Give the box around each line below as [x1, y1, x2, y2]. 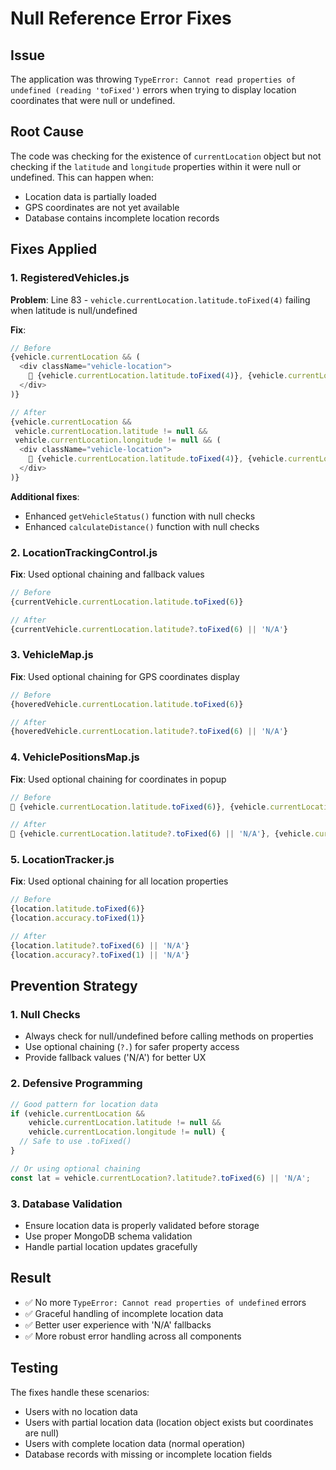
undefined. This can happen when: [10, 171, 154, 183]
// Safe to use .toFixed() [19, 1137, 132, 1147]
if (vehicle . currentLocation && [10, 1108, 145, 1119]
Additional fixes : [10, 490, 80, 502]
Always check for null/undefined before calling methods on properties [24, 1030, 314, 1042]
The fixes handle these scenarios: [10, 1386, 150, 1398]
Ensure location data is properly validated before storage [24, 1219, 260, 1231]
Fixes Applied [10, 241, 98, 258]
